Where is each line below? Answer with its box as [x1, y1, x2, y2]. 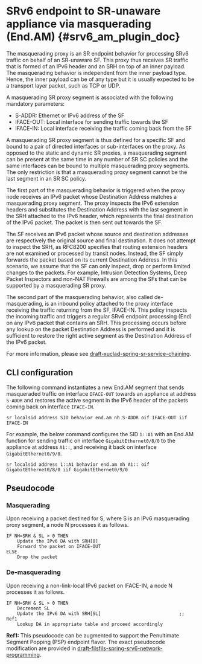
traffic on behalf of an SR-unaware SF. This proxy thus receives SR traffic [6, 56, 189, 63]
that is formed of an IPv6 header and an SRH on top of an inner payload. [6, 62, 186, 70]
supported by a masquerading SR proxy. [6, 282, 107, 289]
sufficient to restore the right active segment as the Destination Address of [6, 332, 192, 339]
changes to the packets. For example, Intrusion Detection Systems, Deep [6, 269, 188, 276]
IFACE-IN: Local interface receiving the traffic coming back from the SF [14, 124, 192, 132]
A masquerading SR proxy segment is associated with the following [6, 94, 174, 101]
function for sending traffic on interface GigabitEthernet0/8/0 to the [6, 437, 176, 444]
